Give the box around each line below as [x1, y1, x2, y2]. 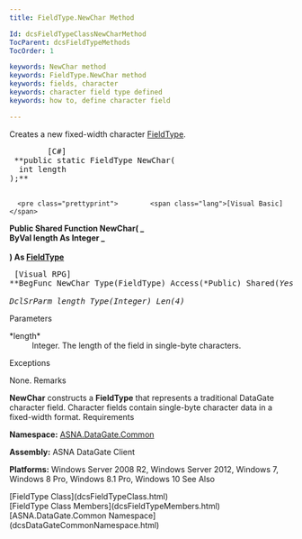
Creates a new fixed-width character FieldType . [9, 128, 186, 140]
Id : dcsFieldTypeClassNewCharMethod [9, 29, 147, 39]
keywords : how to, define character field [9, 96, 171, 105]
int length [18, 164, 67, 174]
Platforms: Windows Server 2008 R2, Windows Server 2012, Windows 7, [9, 463, 279, 474]
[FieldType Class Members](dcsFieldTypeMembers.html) [9, 500, 220, 511]
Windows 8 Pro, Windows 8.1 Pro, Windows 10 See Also [9, 473, 216, 484]
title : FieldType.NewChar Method [9, 13, 135, 23]
